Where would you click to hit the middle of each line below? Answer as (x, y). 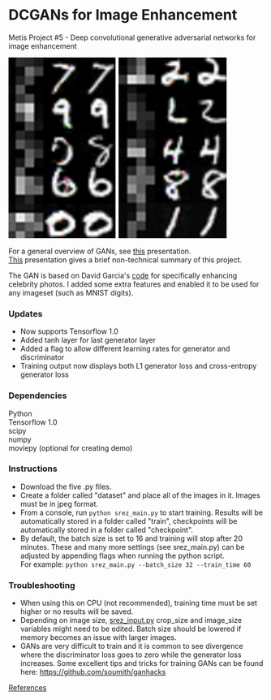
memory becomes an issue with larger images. (98, 637)
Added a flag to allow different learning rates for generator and (125, 349)
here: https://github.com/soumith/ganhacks (93, 672)
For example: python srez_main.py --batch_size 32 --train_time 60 (135, 564)
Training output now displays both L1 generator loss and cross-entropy (138, 366)
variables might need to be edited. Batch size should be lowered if (131, 629)
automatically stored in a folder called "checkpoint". (106, 529)
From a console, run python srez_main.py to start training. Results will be (142, 512)
